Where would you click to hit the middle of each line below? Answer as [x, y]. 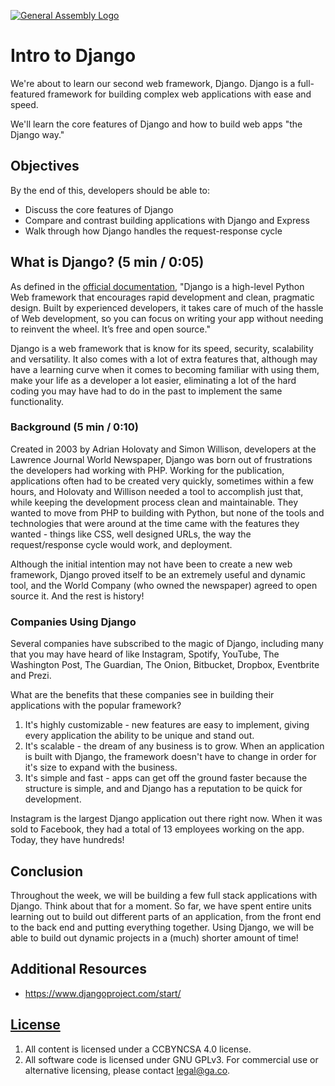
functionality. [37, 401]
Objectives [45, 166]
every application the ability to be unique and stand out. [139, 736]
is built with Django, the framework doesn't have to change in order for [170, 757]
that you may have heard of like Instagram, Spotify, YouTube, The [145, 654]
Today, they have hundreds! [67, 840]
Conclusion [47, 871]
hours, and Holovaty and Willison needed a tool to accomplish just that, [157, 491]
